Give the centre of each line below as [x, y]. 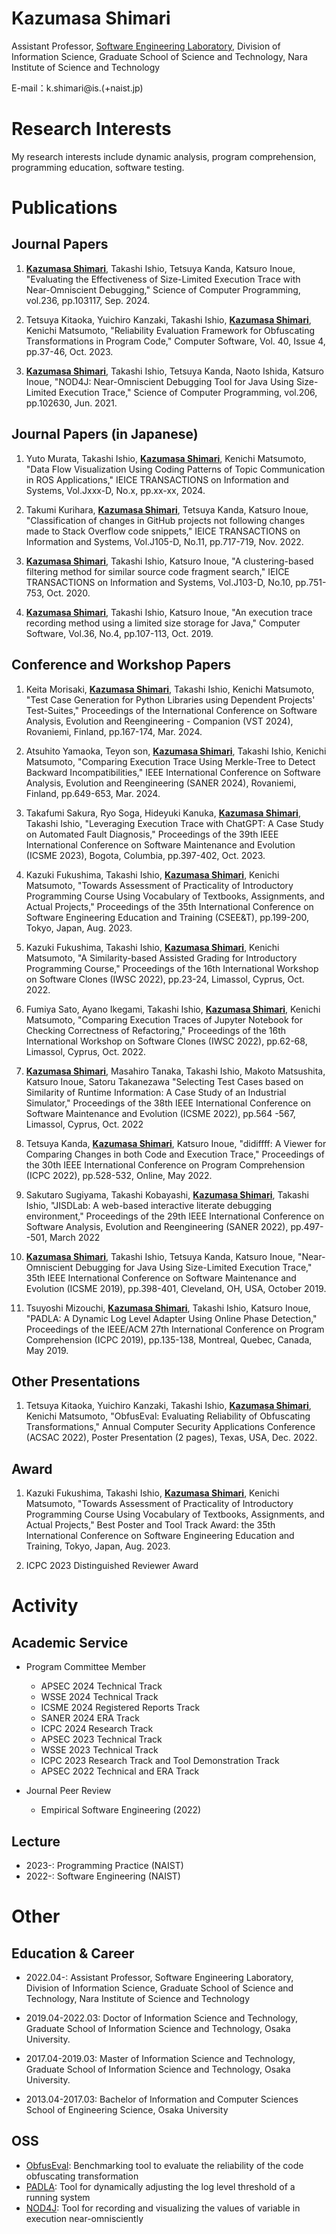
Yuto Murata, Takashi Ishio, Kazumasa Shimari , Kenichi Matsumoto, [166, 458]
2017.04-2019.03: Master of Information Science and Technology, [160, 2058]
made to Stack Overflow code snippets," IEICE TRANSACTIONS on [163, 531]
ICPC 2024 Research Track [97, 1729]
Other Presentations [76, 1381]
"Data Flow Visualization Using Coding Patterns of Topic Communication [175, 469]
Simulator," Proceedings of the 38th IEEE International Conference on [168, 1103]
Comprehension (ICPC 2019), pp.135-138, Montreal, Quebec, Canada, [169, 1339]
